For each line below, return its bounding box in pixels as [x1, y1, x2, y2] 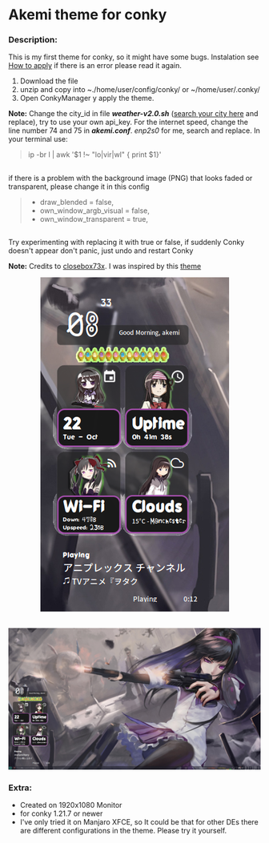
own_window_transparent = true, [39, 214, 148, 223]
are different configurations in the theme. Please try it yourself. [19, 826, 227, 836]
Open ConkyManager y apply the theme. [19, 94, 155, 103]
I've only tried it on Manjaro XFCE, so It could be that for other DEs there [19, 817, 259, 827]
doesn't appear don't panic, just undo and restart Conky [8, 246, 194, 255]
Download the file [19, 76, 78, 86]
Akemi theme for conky [8, 6, 167, 24]
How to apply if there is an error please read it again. [8, 61, 182, 70]
